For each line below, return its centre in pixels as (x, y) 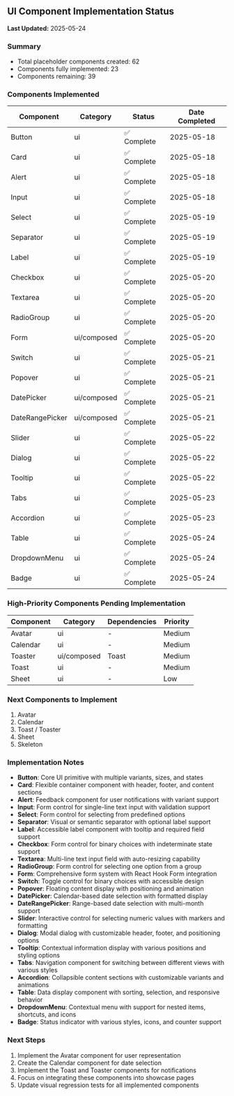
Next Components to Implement (62, 699)
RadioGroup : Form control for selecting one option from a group (109, 867)
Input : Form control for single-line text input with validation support (114, 807)
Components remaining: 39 (56, 77)
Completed (197, 121)
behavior (30, 1000)
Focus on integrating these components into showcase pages (106, 1077)
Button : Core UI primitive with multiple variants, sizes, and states (110, 777)
